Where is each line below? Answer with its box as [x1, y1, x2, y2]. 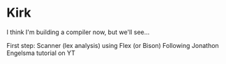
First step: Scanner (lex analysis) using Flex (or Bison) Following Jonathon [6, 41, 219, 49]
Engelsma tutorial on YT [6, 49, 76, 57]
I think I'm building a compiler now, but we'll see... [6, 28, 150, 36]
